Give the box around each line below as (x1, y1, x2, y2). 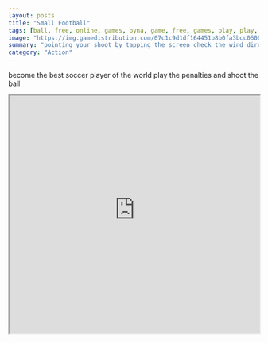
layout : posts (8, 11, 56, 20)
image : (8, 33, 30, 42)
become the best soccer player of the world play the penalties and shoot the (8, 71, 259, 79)
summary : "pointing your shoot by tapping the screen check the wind (8, 41, 244, 49)
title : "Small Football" (8, 19, 91, 27)
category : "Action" (8, 48, 73, 56)
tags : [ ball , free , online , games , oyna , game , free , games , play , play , (8, 26, 258, 34)
